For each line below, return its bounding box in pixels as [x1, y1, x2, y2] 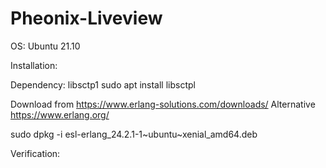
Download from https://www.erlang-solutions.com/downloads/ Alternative [10, 98, 316, 110]
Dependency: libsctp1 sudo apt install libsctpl [10, 78, 196, 91]
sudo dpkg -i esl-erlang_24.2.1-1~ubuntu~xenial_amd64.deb [10, 128, 258, 140]
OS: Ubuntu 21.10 [10, 40, 81, 52]
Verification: [10, 147, 61, 159]
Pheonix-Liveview [10, 7, 163, 30]
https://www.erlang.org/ [10, 108, 110, 121]
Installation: [10, 59, 58, 71]
